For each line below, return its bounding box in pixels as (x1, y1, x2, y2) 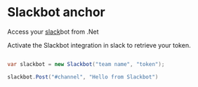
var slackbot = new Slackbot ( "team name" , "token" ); (7, 60, 165, 67)
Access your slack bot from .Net (7, 27, 99, 36)
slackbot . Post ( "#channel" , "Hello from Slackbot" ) (7, 73, 159, 81)
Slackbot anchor (7, 4, 105, 20)
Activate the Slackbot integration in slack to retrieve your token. (7, 41, 191, 49)
